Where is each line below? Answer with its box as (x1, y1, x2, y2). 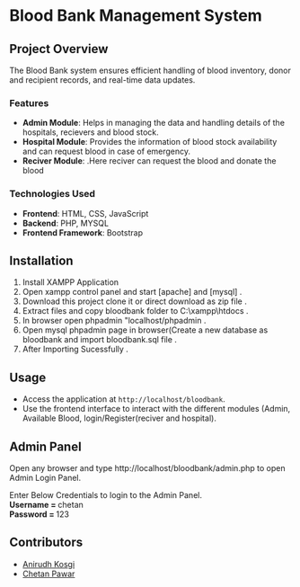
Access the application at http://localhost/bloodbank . (22, 394, 226, 405)
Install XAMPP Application (22, 277, 119, 288)
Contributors (9, 535, 84, 550)
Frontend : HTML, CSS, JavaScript (22, 208, 149, 218)
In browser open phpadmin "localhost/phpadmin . (22, 316, 207, 326)
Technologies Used (9, 188, 96, 200)
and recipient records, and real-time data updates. (9, 75, 196, 85)
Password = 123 (9, 509, 70, 520)
